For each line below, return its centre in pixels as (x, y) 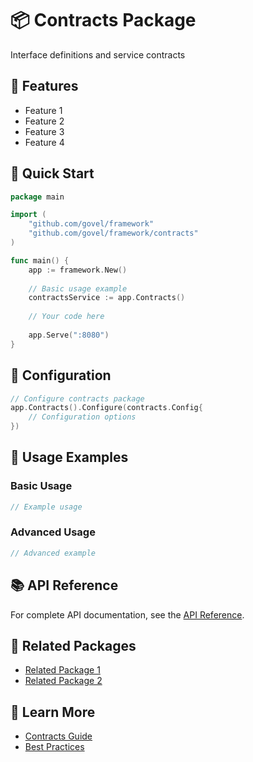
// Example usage (46, 507)
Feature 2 (44, 121)
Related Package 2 (63, 681)
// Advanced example (53, 553)
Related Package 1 (62, 670)
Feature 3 (44, 131)
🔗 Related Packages (73, 645)
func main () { (40, 260)
